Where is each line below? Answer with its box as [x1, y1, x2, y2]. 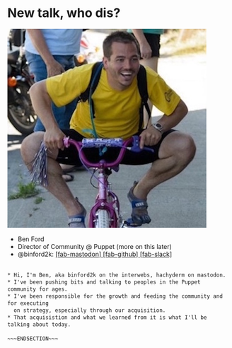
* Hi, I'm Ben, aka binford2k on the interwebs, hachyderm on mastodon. [7, 271, 226, 279]
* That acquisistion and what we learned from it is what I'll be [7, 313, 207, 321]
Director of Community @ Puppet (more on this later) [17, 242, 172, 250]
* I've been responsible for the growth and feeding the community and [7, 292, 223, 300]
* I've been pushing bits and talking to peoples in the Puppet [7, 278, 201, 286]
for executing [7, 299, 50, 307]
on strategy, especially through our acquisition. [13, 306, 166, 314]
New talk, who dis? [7, 5, 121, 21]
